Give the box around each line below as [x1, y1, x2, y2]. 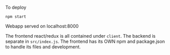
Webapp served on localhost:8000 [5, 23, 79, 29]
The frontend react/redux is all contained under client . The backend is [5, 33, 156, 39]
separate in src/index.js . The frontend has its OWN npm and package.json [5, 38, 165, 44]
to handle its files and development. [5, 44, 81, 50]
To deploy [5, 5, 27, 10]
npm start [5, 14, 27, 19]
